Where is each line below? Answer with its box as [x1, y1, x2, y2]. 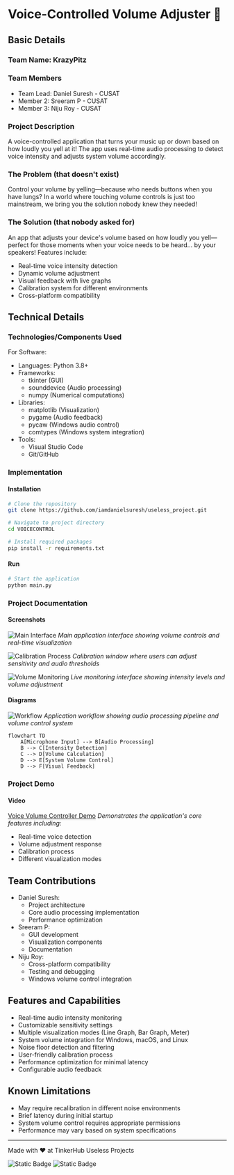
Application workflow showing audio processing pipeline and [43, 711, 219, 720]
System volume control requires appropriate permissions [17, 1119, 181, 1127]
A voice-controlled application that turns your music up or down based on [8, 137, 219, 145]
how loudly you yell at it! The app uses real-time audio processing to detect [8, 145, 224, 153]
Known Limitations [8, 1085, 91, 1097]
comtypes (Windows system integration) [28, 428, 145, 436]
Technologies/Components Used [8, 332, 122, 342]
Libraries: [17, 398, 46, 407]
